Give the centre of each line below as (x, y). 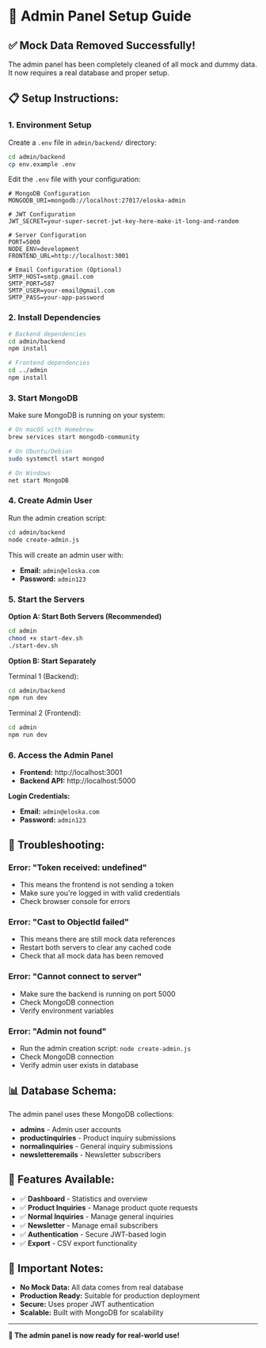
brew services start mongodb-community (74, 437)
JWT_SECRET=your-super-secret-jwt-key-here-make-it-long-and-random (123, 222)
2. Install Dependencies (55, 317)
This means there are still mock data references (97, 939)
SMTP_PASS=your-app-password (56, 298)
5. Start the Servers (47, 599)
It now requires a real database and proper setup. (89, 73)
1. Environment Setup (50, 125)
